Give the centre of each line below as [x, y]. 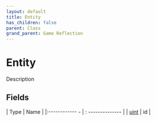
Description [20, 79]
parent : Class [24, 28]
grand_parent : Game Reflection [45, 34]
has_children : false [32, 22]
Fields [18, 98]
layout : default [26, 12]
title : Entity [24, 17]
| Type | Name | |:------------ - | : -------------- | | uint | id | [78, 112]
